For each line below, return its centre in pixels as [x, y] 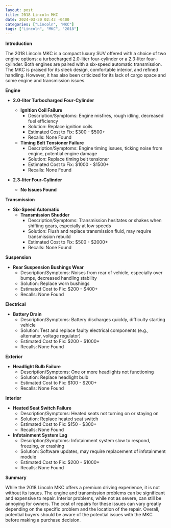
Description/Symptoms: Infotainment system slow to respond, [85, 441]
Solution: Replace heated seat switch [59, 419]
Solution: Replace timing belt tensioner [68, 159]
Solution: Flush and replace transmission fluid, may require [90, 231]
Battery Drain [27, 314]
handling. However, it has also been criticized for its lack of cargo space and [86, 75]
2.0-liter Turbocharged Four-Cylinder [53, 101]
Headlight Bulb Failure [37, 367]
